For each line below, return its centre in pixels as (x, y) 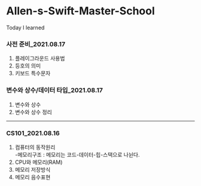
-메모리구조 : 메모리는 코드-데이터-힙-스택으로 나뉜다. (77, 154)
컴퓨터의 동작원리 (35, 147)
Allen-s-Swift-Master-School (81, 11)
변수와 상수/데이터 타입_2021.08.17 (54, 90)
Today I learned (25, 28)
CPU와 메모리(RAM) (39, 162)
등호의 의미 (28, 66)
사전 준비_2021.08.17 (36, 44)
